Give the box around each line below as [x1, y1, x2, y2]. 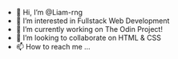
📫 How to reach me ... [15, 42, 91, 51]
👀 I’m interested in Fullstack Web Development [15, 16, 170, 26]
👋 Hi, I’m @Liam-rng [15, 8, 83, 17]
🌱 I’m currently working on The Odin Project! [15, 25, 163, 33]
